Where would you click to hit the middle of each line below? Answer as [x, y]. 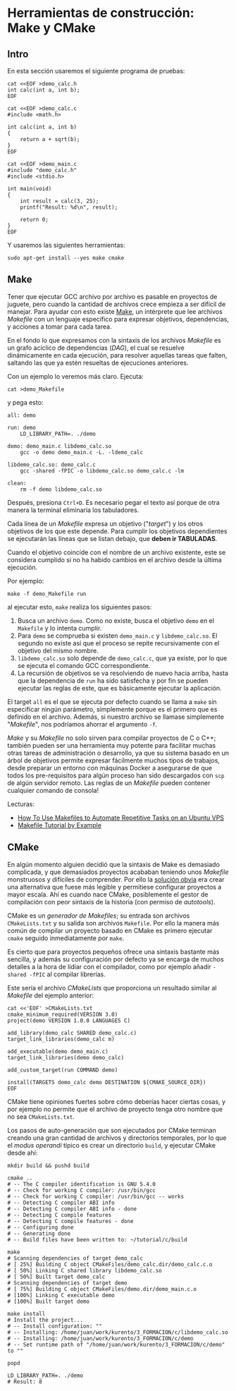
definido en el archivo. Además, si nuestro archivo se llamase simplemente [116, 717]
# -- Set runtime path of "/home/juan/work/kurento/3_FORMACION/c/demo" [116, 1344]
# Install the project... [45, 1320]
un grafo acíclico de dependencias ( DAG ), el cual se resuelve [96, 348]
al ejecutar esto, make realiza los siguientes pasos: [80, 607]
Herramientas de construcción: [101, 13]
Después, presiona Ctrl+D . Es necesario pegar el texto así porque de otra [113, 502]
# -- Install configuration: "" [55, 1326]
